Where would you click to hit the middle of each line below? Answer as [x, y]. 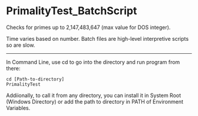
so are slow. [21, 45]
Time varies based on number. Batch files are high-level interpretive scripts [98, 38]
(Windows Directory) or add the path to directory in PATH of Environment [95, 101]
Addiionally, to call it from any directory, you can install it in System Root [94, 95]
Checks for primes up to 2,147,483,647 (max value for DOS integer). [88, 27]
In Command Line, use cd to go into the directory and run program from [93, 62]
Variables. [18, 108]
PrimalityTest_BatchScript [72, 11]
